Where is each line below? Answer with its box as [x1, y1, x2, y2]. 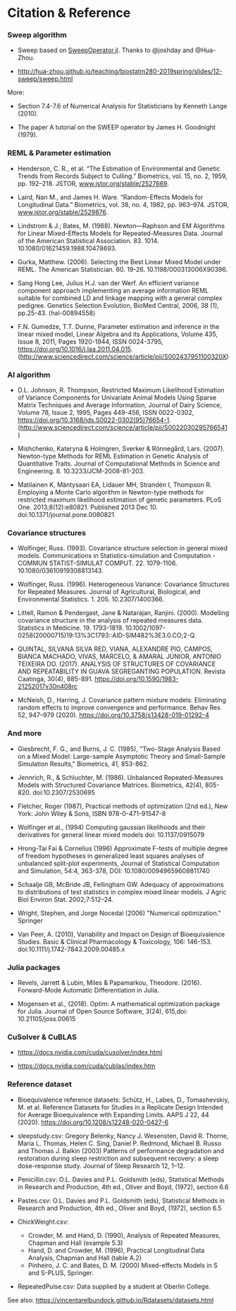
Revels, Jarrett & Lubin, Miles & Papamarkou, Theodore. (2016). [17, 978, 202, 987]
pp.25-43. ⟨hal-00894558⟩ [17, 309, 96, 317]
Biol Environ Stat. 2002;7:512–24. [17, 895, 114, 903]
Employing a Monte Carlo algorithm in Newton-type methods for [17, 488, 204, 497]
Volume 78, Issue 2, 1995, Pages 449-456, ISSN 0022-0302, [17, 409, 194, 417]
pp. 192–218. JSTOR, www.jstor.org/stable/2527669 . [17, 179, 169, 187]
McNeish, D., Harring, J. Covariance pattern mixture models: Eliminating [17, 696, 227, 704]
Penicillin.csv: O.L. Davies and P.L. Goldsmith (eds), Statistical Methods [17, 1175, 225, 1183]
